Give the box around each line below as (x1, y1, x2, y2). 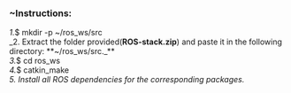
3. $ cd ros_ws (9, 56, 60, 66)
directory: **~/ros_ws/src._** (9, 46, 115, 57)
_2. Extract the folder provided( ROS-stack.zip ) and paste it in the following (9, 36, 283, 47)
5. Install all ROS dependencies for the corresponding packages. (9, 74, 245, 85)
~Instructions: (9, 7, 73, 19)
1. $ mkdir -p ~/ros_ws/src (9, 27, 103, 38)
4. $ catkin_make (9, 65, 69, 75)
